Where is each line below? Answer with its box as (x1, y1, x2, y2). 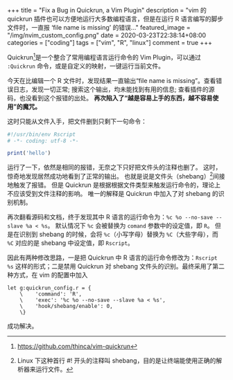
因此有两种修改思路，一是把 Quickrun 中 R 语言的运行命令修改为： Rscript (7, 253, 218, 262)
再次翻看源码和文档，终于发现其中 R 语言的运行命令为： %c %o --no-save (7, 212, 214, 221)
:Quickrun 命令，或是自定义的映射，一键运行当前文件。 (7, 62, 165, 70)
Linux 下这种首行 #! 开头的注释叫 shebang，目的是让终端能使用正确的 (17, 356, 216, 365)
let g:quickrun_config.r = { (7, 284, 92, 291)
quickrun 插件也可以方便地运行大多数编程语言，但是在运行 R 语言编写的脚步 (7, 15, 224, 23)
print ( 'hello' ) (7, 150, 51, 157)
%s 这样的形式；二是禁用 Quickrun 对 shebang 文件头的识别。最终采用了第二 (7, 262, 225, 270)
